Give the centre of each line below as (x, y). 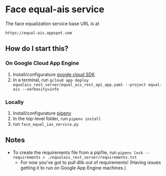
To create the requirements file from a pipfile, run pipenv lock (78, 152)
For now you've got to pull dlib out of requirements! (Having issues (91, 162)
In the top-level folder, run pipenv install (57, 118)
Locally (15, 102)
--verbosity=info (40, 89)
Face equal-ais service (55, 9)
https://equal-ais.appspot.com (39, 33)
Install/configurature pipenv (42, 113)
